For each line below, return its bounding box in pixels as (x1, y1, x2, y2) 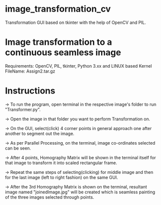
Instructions (5, 85, 55, 96)
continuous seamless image (5, 47, 122, 58)
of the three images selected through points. (5, 194, 94, 200)
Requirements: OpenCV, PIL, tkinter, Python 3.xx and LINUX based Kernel (5, 63, 152, 69)
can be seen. (5, 145, 31, 151)
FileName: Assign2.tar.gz (5, 68, 55, 74)
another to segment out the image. (5, 130, 74, 136)
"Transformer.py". (5, 106, 41, 112)
